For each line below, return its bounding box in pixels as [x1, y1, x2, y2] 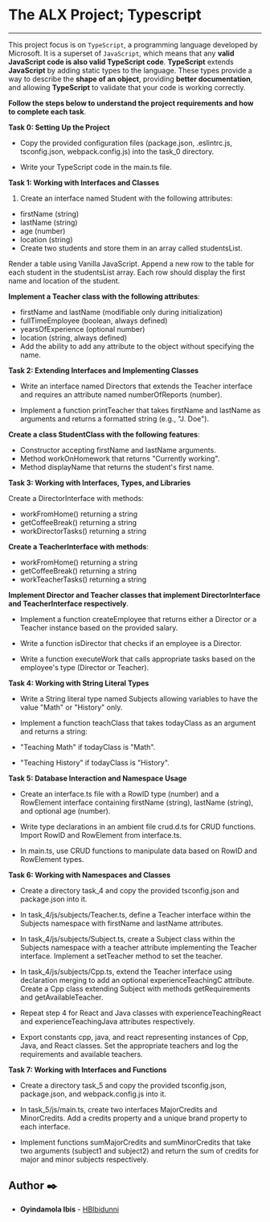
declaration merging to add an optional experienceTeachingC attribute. [19, 975, 255, 984]
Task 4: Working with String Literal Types [8, 678, 149, 688]
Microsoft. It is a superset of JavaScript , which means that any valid [8, 48, 235, 58]
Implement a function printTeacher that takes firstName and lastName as [19, 405, 261, 415]
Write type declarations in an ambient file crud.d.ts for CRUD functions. [19, 822, 256, 831]
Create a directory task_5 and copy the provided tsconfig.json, [19, 1080, 227, 1090]
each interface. [19, 1121, 71, 1131]
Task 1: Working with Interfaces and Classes [8, 177, 160, 187]
